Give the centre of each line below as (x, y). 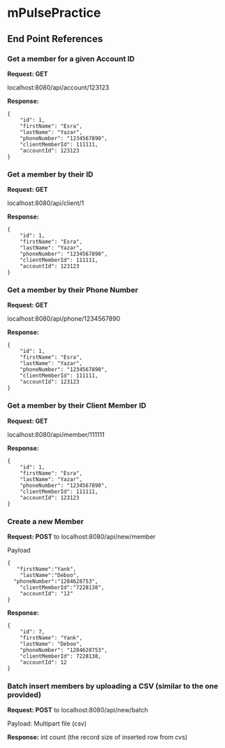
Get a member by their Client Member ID (77, 406)
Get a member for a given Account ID (71, 59)
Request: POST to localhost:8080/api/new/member (81, 536)
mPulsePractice (54, 13)
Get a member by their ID (50, 174)
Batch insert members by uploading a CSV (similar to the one (113, 686)
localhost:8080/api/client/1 (46, 203)
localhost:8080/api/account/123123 (58, 87)
